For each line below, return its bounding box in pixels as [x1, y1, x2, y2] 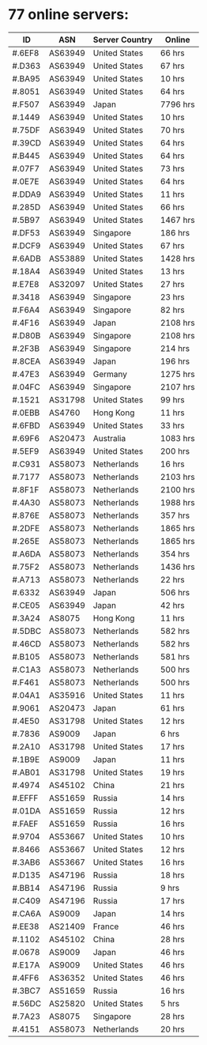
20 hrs [160, 1024, 185, 1035]
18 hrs [160, 870, 185, 881]
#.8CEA [12, 356, 41, 367]
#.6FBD [12, 420, 41, 431]
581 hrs [160, 651, 190, 662]
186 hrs [160, 227, 190, 238]
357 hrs [160, 510, 190, 521]
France [92, 921, 119, 932]
